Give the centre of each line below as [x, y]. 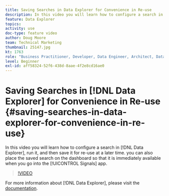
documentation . [22, 188]
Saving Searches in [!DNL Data [70, 91]
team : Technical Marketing [33, 43]
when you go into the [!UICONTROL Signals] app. [56, 163]
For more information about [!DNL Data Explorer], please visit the [72, 183]
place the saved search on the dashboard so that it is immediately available [83, 158]
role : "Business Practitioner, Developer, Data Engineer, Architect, [80, 57]
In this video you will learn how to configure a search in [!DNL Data [74, 148]
